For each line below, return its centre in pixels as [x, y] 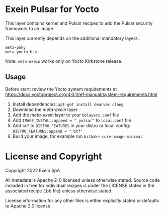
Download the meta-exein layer [45, 110]
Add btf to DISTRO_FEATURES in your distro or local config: [71, 125]
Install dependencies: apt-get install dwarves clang [68, 104]
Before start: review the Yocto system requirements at [61, 89]
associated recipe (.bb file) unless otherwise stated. [59, 191]
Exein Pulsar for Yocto [52, 9]
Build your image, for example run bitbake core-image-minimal [77, 136]
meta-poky [16, 47]
